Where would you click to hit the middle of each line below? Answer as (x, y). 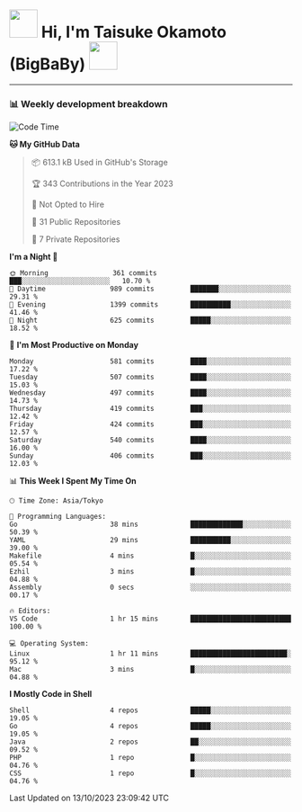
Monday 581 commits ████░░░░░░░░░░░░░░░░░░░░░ (151, 361)
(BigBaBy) (48, 64)
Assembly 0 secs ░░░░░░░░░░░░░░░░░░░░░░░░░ (151, 588)
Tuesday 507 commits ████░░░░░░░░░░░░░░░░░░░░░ (151, 378)
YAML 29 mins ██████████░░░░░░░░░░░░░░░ (151, 540)
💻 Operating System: (49, 644)
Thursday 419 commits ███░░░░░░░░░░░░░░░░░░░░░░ (151, 409)
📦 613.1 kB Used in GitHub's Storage (99, 163)
